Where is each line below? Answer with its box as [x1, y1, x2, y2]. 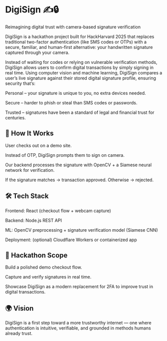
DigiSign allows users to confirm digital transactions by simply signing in [5, 64, 154, 70]
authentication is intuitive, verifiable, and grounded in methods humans [5, 325, 151, 331]
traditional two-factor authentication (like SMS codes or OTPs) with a [5, 38, 147, 45]
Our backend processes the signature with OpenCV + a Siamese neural [5, 162, 152, 168]
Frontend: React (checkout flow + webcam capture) [5, 208, 111, 214]
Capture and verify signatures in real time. [5, 274, 92, 280]
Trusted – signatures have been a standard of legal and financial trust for [5, 109, 155, 115]
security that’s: [5, 80, 36, 86]
